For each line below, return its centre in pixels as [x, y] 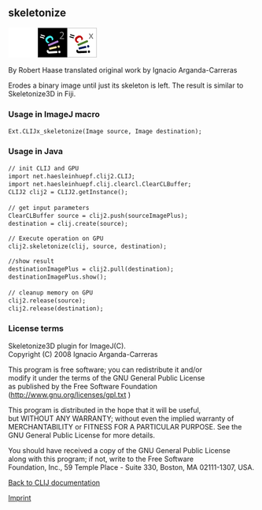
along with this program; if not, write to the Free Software [101, 459]
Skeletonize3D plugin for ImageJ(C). [67, 346]
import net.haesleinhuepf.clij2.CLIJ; [72, 177]
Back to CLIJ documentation [54, 482]
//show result [31, 261]
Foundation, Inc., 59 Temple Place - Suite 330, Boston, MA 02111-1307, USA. [131, 467]
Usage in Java [36, 152]
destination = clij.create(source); [68, 224]
